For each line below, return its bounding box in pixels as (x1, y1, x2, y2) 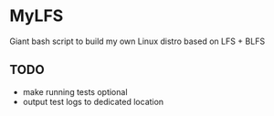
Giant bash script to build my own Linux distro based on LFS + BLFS (9, 36, 266, 47)
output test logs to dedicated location (22, 96, 164, 107)
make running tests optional (22, 86, 128, 97)
